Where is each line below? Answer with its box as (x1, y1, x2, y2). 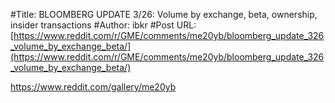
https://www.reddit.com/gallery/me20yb (10, 81, 177, 93)
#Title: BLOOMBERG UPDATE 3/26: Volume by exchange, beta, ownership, (10, 9, 318, 20)
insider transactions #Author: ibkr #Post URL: (10, 19, 197, 31)
